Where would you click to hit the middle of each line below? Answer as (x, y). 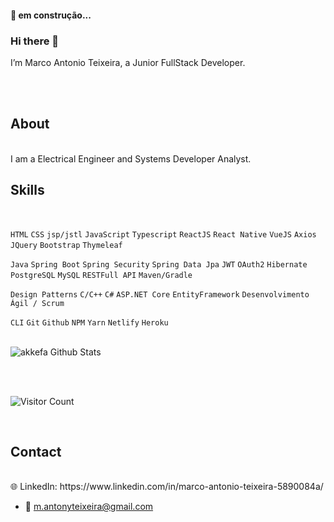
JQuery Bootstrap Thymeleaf (66, 245)
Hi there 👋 (35, 41)
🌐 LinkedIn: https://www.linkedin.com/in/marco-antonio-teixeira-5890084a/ (167, 487)
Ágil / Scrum (37, 303)
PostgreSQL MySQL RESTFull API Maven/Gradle (101, 275)
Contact (36, 451)
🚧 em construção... (51, 15)
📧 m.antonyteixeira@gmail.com (89, 507)
